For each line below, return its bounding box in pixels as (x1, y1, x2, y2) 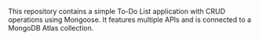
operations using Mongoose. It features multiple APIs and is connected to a (8, 15, 252, 24)
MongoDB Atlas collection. (8, 24, 94, 32)
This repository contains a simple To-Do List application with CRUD (8, 7, 226, 16)
